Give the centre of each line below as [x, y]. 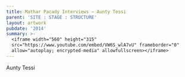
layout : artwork [26, 23]
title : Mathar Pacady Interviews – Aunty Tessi [66, 12]
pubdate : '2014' [26, 28]
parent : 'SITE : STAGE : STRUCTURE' [51, 17]
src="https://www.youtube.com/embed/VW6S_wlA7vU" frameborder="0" [95, 45]
